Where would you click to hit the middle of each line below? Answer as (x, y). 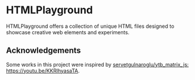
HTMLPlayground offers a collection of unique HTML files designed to (90, 26)
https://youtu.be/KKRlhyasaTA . (43, 71)
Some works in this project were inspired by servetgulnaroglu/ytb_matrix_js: (97, 64)
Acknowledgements (43, 51)
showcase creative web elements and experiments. (68, 32)
